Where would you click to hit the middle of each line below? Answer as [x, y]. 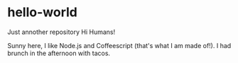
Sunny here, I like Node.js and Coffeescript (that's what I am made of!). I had [119, 45]
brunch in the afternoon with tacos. [59, 53]
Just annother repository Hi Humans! [61, 32]
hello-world [43, 12]
